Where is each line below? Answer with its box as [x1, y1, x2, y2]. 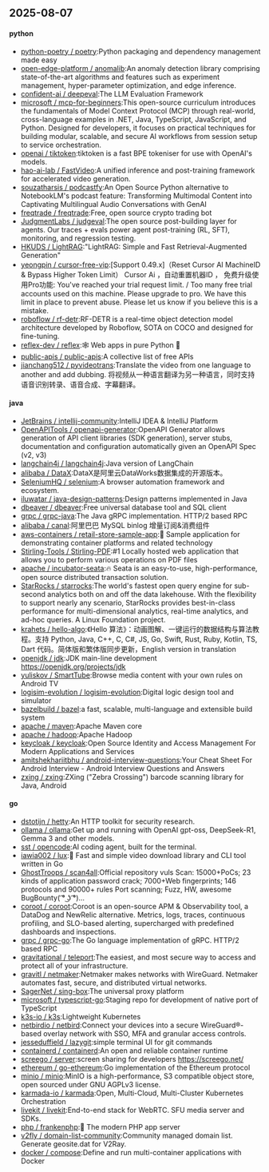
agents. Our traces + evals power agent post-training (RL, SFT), [20, 224, 231, 234]
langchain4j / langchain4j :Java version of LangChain [20, 459, 194, 468]
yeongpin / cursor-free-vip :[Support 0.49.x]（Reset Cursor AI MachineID [20, 260, 261, 269]
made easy [20, 55, 58, 65]
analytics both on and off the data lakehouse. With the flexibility [47, 589, 257, 598]
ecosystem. [20, 485, 59, 495]
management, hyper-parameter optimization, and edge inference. [20, 80, 236, 90]
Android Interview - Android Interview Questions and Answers [20, 763, 225, 773]
